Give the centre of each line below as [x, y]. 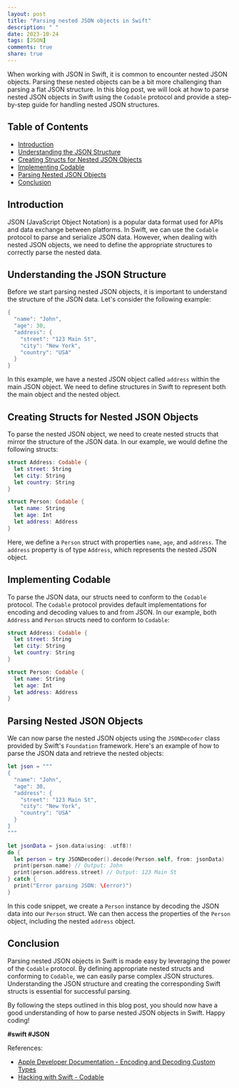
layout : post [27, 14]
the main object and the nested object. [64, 394]
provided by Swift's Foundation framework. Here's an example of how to [113, 746]
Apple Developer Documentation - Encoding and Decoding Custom [116, 1062]
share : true [25, 54]
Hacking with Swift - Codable [61, 1077]
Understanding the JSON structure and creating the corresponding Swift [114, 984]
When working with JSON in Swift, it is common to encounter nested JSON [118, 74]
